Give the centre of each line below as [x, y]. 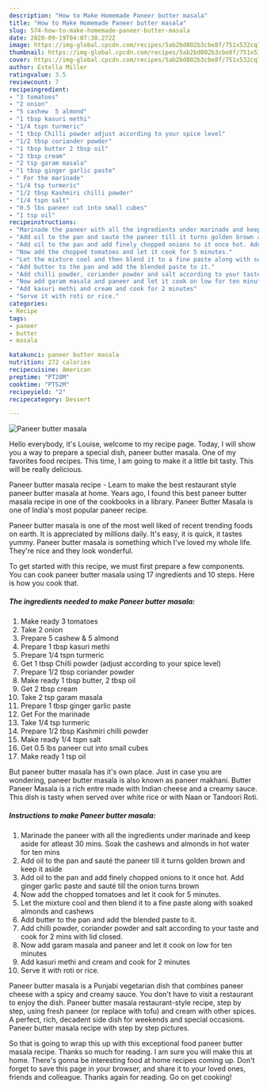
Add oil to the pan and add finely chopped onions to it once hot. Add [132, 878]
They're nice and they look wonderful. [71, 551]
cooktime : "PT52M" [39, 385]
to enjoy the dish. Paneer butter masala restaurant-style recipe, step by [125, 1003]
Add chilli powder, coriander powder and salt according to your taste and [139, 928]
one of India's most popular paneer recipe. [79, 510]
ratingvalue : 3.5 [38, 75]
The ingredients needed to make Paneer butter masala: [102, 601]
